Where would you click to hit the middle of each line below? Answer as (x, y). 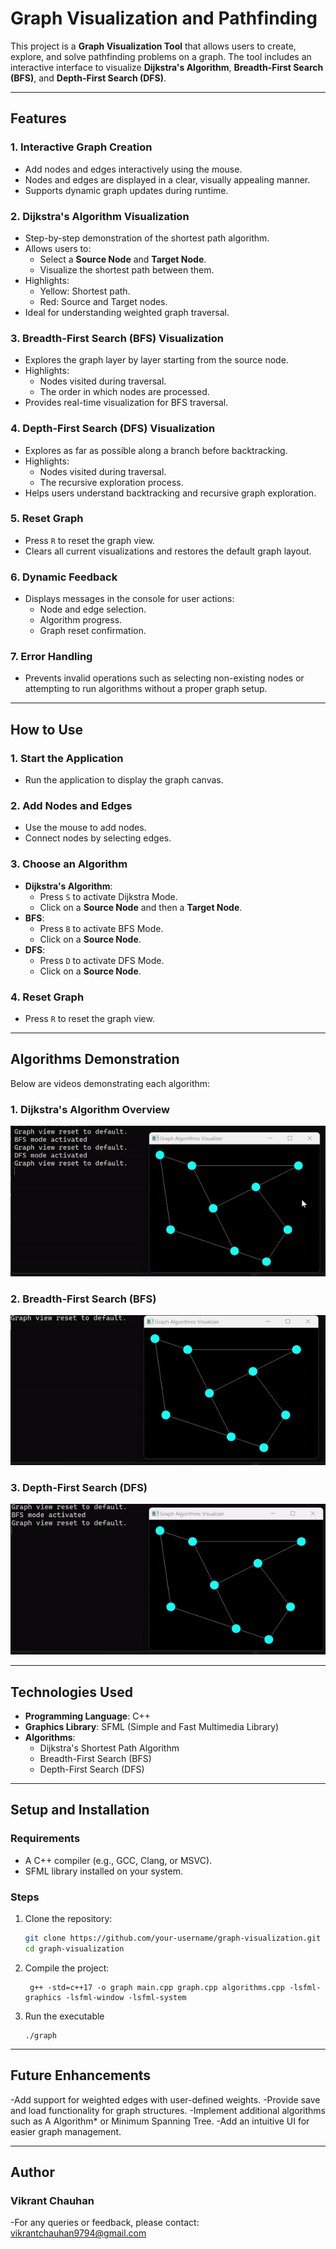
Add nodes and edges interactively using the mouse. (133, 169)
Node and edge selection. (93, 609)
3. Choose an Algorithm (69, 864)
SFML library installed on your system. (103, 1871)
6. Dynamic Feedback (64, 577)
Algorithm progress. (81, 620)
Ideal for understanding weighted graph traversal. (127, 312)
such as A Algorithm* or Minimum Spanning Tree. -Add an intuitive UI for (160, 2121)
